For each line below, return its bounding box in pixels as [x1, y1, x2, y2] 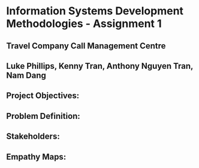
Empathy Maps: [6, 151, 67, 162]
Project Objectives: [6, 91, 80, 101]
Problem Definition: [6, 111, 81, 121]
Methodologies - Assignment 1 [6, 17, 162, 30]
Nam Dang [6, 70, 47, 80]
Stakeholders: [6, 132, 60, 142]
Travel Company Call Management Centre [6, 41, 166, 51]
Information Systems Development [6, 4, 184, 18]
